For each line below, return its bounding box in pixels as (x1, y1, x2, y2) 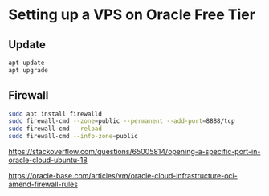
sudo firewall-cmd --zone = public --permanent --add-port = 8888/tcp (8, 117, 235, 125)
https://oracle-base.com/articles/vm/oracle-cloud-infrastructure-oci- (8, 171, 238, 181)
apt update (8, 59, 45, 67)
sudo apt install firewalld (8, 110, 103, 118)
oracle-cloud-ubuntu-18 (8, 155, 88, 165)
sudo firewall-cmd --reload (8, 125, 103, 133)
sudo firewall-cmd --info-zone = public (8, 133, 138, 141)
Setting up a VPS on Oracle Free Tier (8, 6, 255, 24)
